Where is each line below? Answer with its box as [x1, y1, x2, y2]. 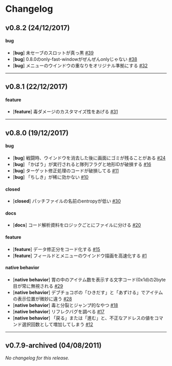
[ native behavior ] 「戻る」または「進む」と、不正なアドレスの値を [12, 315, 155, 321]
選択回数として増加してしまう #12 [21, 321, 94, 327]
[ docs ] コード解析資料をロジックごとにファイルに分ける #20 [12, 222, 141, 228]
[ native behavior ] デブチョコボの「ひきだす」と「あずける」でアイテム [12, 289, 163, 295]
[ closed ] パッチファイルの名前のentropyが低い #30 [12, 198, 121, 204]
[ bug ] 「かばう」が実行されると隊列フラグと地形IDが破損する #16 [12, 161, 152, 167]
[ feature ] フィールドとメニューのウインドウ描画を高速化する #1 [12, 253, 147, 259]
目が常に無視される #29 [12, 283, 63, 289]
